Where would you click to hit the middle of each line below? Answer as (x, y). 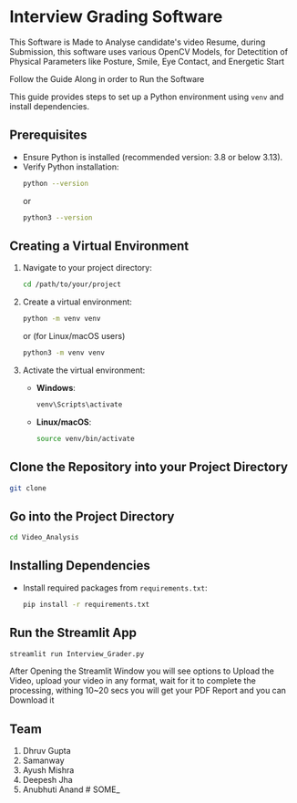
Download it (32, 700)
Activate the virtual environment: (84, 370)
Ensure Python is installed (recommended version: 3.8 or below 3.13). (153, 157)
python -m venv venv (61, 319)
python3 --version (57, 217)
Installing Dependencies (80, 566)
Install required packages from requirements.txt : (115, 587)
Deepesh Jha (47, 780)
